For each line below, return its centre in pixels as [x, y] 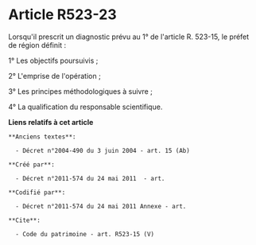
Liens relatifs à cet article [51, 122]
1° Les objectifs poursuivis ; [53, 60]
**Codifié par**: [37, 192]
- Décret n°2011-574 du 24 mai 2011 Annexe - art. [101, 206]
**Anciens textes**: [43, 137]
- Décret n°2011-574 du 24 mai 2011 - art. [90, 178]
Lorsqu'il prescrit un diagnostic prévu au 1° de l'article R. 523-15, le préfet [129, 37]
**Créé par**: [32, 165]
